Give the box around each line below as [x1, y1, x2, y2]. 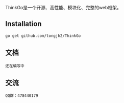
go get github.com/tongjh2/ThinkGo [5, 33, 81, 38]
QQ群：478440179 [5, 93, 38, 98]
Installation [5, 19, 42, 28]
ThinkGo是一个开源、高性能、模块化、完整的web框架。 [5, 5, 121, 10]
